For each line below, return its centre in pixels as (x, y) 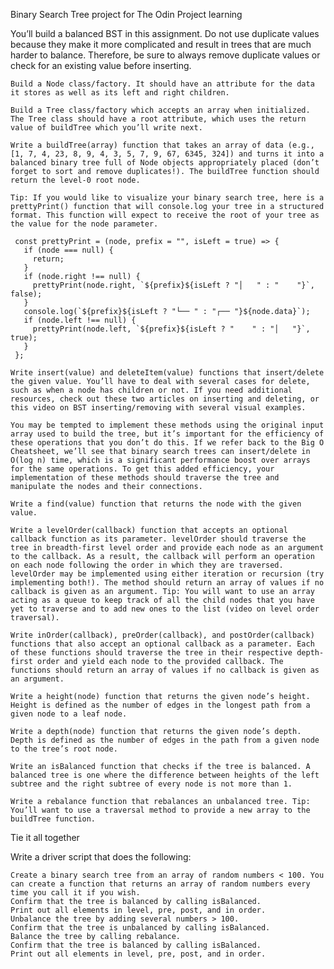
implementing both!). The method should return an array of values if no (167, 583)
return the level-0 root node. (75, 180)
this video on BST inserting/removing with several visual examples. (158, 408)
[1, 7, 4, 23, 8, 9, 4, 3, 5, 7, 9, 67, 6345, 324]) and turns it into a (167, 154)
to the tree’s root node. (64, 749)
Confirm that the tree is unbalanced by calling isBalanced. (140, 928)
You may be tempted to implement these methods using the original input (167, 425)
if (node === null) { (68, 250)
